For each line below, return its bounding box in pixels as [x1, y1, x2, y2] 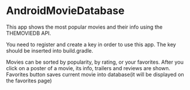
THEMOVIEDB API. [6, 29, 52, 36]
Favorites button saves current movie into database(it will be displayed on [6, 71, 185, 78]
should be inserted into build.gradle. [6, 47, 94, 54]
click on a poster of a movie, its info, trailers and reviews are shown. [6, 64, 171, 71]
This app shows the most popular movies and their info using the [6, 23, 163, 30]
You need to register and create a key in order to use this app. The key [6, 41, 177, 48]
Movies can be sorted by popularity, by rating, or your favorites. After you [6, 58, 184, 65]
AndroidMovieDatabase [6, 4, 125, 18]
